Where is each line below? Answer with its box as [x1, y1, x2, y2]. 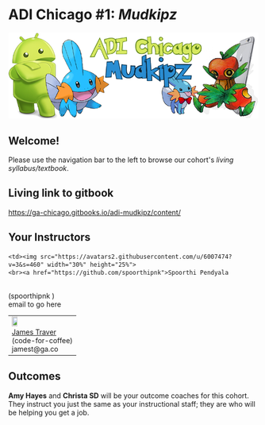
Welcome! [8, 133, 60, 148]
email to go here [8, 299, 62, 309]
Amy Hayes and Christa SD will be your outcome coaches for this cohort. [8, 391, 250, 400]
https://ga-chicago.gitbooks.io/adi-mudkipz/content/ [8, 207, 181, 217]
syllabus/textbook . [8, 164, 69, 172]
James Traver [11, 327, 57, 337]
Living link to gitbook [8, 187, 113, 200]
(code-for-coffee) [11, 336, 73, 346]
